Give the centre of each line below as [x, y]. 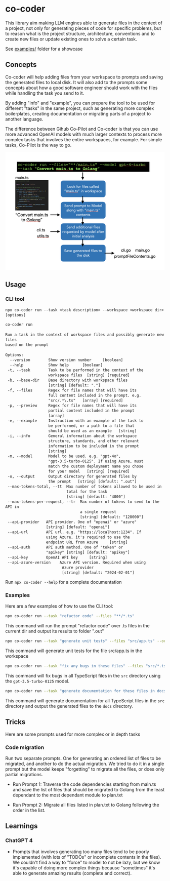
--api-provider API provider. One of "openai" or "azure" [72, 522]
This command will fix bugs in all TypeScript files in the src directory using [83, 675]
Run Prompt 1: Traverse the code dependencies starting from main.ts [84, 784]
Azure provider [78, 568]
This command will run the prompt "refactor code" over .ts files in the [78, 626]
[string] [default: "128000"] [112, 517]
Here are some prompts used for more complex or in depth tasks [73, 734]
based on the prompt [27, 345]
